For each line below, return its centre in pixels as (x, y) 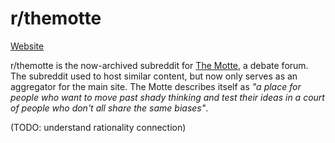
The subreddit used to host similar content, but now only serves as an (154, 76)
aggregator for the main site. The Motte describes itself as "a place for (156, 86)
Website (27, 46)
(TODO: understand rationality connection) (98, 127)
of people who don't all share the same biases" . (109, 108)
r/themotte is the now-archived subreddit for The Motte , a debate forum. (159, 65)
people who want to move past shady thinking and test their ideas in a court (167, 97)
